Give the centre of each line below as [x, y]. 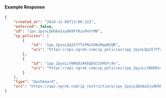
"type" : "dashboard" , [36, 82]
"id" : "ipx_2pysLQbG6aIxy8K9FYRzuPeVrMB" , [58, 31]
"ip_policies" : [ [31, 36]
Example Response [25, 7]
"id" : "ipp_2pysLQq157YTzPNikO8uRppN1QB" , [76, 45]
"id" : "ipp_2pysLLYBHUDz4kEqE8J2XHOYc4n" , [76, 63]
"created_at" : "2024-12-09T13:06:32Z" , [55, 22]
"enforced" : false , [34, 26]
